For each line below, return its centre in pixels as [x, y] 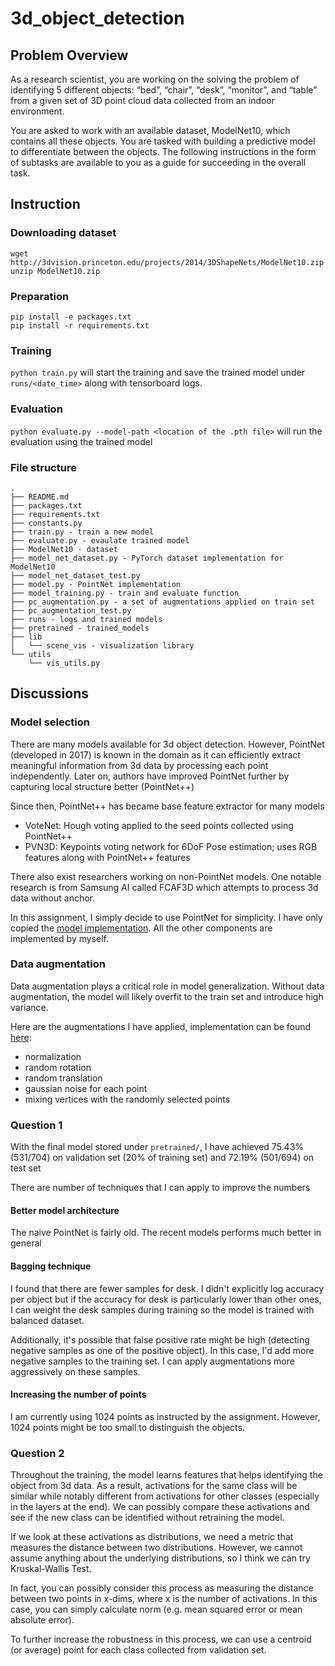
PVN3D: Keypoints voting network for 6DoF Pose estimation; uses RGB [171, 846]
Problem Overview [69, 55]
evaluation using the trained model [81, 441]
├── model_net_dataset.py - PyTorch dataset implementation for [147, 558]
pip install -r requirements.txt [80, 325]
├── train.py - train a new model [82, 532]
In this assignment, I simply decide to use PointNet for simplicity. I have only [166, 917]
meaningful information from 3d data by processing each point [139, 765]
